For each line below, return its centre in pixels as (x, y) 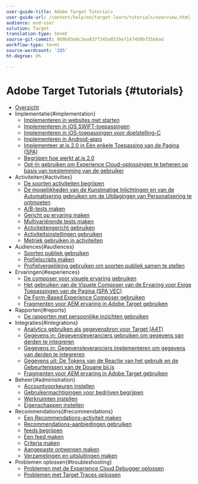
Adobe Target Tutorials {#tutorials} (95, 91)
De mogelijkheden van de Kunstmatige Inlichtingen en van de (99, 190)
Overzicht (27, 107)
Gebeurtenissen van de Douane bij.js (69, 367)
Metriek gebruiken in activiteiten (63, 240)
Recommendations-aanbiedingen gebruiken (78, 424)
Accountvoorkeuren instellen (59, 386)
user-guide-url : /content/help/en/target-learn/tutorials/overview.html (98, 17)
